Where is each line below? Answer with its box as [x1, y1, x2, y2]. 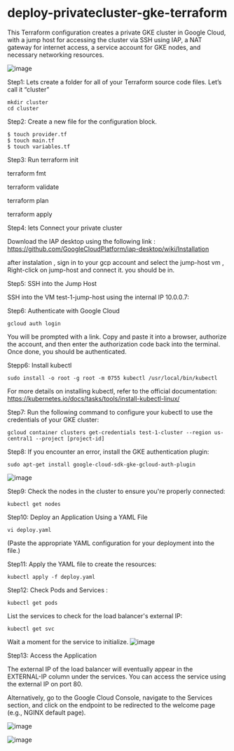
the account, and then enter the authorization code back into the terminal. [7, 339, 221, 348]
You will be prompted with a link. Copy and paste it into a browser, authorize [7, 332, 227, 341]
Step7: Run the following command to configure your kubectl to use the [7, 407, 213, 416]
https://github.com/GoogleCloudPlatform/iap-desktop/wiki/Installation [7, 244, 209, 253]
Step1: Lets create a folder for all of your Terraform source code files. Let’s [7, 77, 222, 86]
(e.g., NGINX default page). [7, 708, 86, 717]
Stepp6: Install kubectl [7, 360, 72, 370]
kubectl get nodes [7, 500, 61, 507]
